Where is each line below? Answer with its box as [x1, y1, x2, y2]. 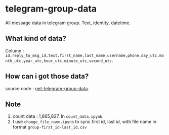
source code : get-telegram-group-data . [5, 85, 90, 91]
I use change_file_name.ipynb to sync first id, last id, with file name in [12, 119, 157, 125]
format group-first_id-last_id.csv [12, 124, 87, 130]
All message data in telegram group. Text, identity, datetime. [5, 20, 131, 26]
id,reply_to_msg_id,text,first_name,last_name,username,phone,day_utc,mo [5, 53, 164, 58]
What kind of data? [5, 34, 67, 43]
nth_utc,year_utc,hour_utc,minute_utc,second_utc [5, 58, 112, 63]
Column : [5, 47, 24, 53]
